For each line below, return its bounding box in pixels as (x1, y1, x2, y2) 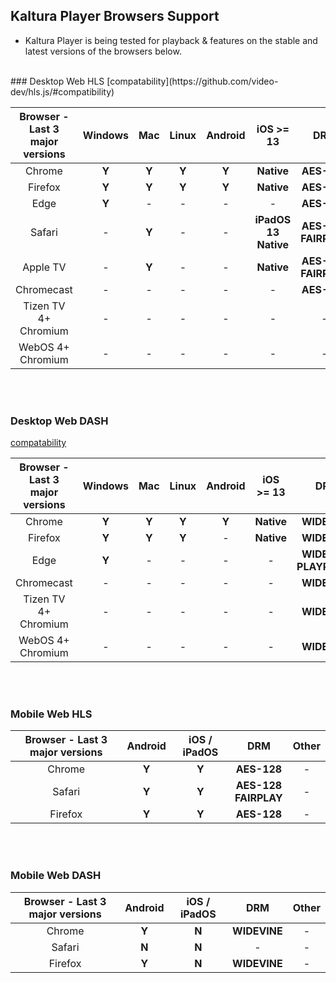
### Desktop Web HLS (10, 75, 105, 87)
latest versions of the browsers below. (24, 45, 182, 57)
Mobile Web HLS (10, 707, 93, 721)
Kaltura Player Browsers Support (10, 8, 220, 25)
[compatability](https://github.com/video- (106, 75, 279, 87)
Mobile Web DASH (10, 869, 102, 883)
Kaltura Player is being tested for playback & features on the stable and (24, 34, 318, 46)
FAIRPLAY (234, 791, 283, 805)
